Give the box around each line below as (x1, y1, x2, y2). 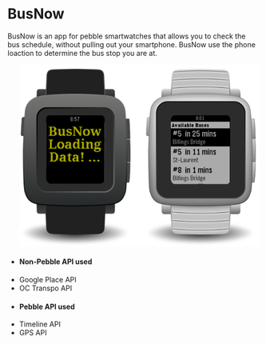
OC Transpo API (18, 283, 73, 293)
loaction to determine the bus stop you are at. (7, 48, 157, 58)
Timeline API (18, 319, 62, 329)
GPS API (18, 328, 47, 338)
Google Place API (18, 274, 77, 284)
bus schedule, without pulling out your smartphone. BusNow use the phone (7, 39, 256, 49)
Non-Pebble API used (18, 257, 93, 266)
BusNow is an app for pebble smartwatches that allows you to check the (7, 31, 246, 41)
